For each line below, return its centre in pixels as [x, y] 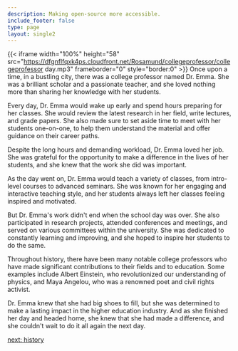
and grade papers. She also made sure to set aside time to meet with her [114, 121]
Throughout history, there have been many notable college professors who [117, 259]
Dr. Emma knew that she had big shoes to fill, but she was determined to [114, 303]
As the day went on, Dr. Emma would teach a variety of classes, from [109, 179]
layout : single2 [31, 34]
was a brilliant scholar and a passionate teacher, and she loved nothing [112, 84]
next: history [26, 340]
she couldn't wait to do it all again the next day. [77, 326]
